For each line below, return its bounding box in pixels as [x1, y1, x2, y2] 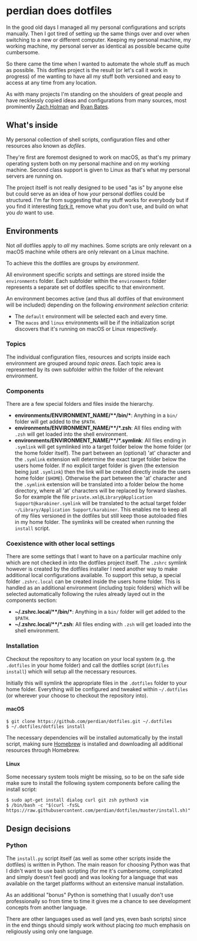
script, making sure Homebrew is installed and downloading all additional [6, 740, 183, 747]
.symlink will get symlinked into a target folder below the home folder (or [14, 443, 191, 450]
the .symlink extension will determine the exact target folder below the [14, 456, 186, 463]
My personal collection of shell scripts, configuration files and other [6, 136, 170, 143]
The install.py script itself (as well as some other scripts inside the [6, 855, 171, 862]
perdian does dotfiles [6, 4, 112, 18]
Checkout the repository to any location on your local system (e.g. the [6, 655, 175, 662]
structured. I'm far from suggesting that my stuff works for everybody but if [6, 196, 189, 203]
